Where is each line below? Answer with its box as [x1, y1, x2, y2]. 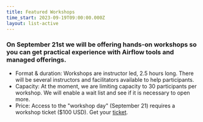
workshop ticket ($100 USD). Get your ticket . [15, 108, 128, 116]
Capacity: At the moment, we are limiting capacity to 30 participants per [15, 82, 197, 90]
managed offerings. [6, 56, 67, 64]
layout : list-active [6, 20, 59, 26]
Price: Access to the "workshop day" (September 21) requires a [15, 102, 175, 109]
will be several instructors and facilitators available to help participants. [15, 76, 194, 83]
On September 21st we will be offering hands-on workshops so [6, 40, 197, 49]
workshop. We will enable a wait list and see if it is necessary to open [15, 89, 191, 96]
